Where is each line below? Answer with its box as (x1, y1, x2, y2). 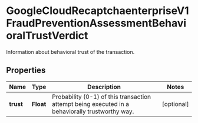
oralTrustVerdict (6, 29, 88, 42)
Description (87, 83, 121, 91)
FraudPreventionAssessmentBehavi (6, 16, 187, 30)
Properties (6, 66, 46, 76)
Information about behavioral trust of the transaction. (6, 48, 135, 55)
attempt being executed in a (52, 100, 130, 108)
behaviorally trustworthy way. (52, 107, 134, 115)
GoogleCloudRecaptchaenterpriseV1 (6, 4, 190, 18)
